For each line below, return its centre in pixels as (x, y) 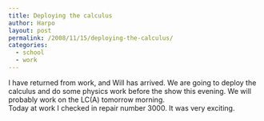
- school (30, 53)
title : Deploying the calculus (60, 16)
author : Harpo (32, 23)
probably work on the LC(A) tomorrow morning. (87, 100)
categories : (28, 45)
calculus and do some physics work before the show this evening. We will (130, 91)
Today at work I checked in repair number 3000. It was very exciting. (122, 107)
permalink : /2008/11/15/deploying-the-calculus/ (91, 38)
